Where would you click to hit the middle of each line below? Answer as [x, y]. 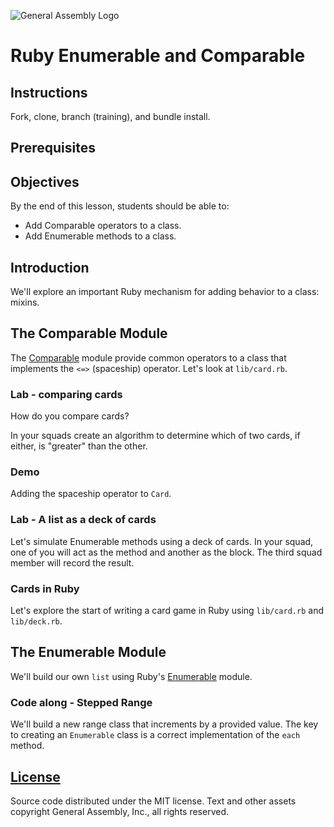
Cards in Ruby [45, 588]
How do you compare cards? [70, 416]
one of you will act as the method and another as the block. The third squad [166, 552]
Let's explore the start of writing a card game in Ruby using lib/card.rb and [167, 611]
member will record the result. [72, 562]
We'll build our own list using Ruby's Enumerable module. [131, 676]
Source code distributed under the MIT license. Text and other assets [153, 801]
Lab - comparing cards [66, 394]
